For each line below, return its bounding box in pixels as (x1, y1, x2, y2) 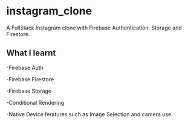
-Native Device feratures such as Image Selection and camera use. (6, 110, 173, 118)
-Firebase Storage (6, 87, 52, 95)
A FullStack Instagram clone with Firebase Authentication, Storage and (6, 24, 183, 31)
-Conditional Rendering (6, 99, 65, 106)
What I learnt (6, 48, 56, 58)
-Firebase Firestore (6, 75, 54, 82)
